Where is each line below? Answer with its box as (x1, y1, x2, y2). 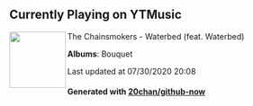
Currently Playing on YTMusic (9, 7, 182, 22)
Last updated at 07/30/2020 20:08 (67, 66, 196, 76)
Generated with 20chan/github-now (67, 86, 206, 97)
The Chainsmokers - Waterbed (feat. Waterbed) (67, 31, 245, 41)
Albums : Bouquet (67, 49, 133, 59)
